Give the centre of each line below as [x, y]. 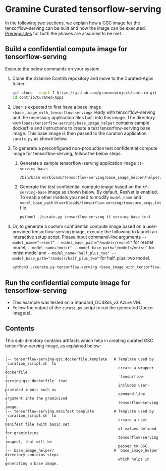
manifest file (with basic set [37, 424]
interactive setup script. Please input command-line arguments [77, 237]
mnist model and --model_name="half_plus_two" [61, 253]
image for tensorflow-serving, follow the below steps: [67, 153]
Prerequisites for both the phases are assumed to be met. [64, 33]
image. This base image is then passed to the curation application [80, 133]
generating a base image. [32, 463]
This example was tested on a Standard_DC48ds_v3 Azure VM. [77, 302]
